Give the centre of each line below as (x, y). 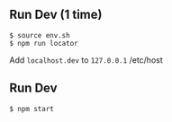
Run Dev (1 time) (56, 15)
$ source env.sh (40, 35)
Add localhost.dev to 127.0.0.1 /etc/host (86, 60)
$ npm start (32, 109)
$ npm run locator (44, 43)
